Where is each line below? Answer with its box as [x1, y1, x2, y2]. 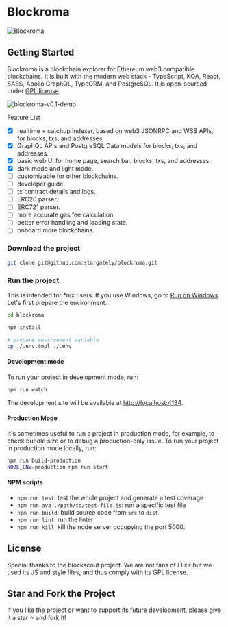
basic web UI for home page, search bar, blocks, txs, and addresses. [16, 156, 211, 164]
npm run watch [7, 386, 48, 393]
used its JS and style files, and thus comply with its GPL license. [7, 568, 188, 576]
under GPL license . [7, 86, 61, 95]
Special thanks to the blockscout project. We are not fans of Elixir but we [7, 561, 212, 569]
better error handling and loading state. [16, 219, 128, 227]
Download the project [7, 244, 81, 254]
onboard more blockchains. [16, 226, 94, 234]
